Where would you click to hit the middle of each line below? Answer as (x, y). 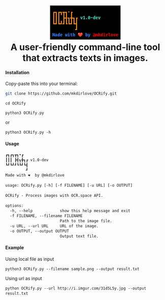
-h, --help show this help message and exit (70, 211)
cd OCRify (16, 104)
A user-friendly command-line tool (85, 47)
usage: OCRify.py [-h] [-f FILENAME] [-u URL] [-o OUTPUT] (69, 186)
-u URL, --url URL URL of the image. (54, 226)
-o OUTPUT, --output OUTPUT (40, 231)
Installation (17, 72)
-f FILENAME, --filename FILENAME (46, 216)
